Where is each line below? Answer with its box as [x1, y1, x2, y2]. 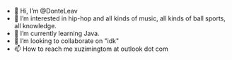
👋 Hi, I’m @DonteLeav [13, 7, 78, 15]
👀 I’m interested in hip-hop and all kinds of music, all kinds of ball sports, [13, 14, 226, 23]
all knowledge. [13, 22, 57, 30]
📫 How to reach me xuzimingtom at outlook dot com [13, 44, 168, 53]
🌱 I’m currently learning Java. [13, 29, 100, 37]
